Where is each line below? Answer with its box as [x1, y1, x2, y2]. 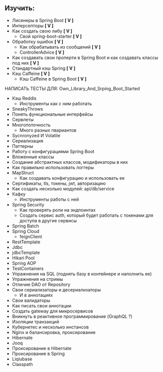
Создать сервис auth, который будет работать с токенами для [19, 212, 153, 218]
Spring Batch [12, 223, 39, 229]
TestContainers [12, 265, 44, 271]
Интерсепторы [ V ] [12, 23, 54, 29]
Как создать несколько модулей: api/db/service [12, 185, 115, 192]
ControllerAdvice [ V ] [19, 49, 65, 55]
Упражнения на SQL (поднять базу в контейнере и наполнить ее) [12, 270, 152, 277]
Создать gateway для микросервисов [12, 308, 93, 314]
